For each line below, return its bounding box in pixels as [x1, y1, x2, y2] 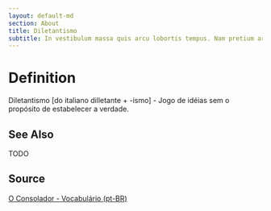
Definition [8, 69, 77, 87]
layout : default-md [8, 11, 74, 20]
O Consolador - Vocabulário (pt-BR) [8, 193, 127, 203]
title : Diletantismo [8, 27, 78, 35]
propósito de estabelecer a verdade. [8, 104, 129, 114]
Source [8, 172, 46, 186]
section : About [8, 19, 60, 27]
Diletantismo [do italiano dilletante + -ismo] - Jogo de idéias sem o [8, 96, 230, 105]
